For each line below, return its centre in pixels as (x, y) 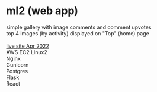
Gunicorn (17, 65)
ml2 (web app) (42, 11)
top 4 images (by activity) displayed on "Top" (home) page (78, 33)
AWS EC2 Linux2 (27, 52)
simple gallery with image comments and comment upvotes (79, 27)
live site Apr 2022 (28, 46)
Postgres (17, 71)
